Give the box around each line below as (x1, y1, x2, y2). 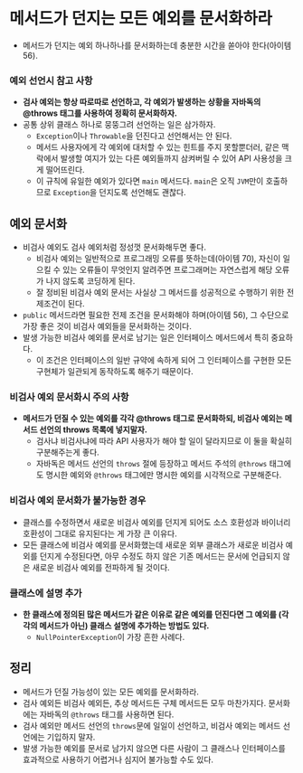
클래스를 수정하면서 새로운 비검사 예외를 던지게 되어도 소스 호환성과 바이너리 (22, 516, 291, 527)
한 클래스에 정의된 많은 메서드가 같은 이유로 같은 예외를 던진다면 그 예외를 (22, 608, 278, 619)
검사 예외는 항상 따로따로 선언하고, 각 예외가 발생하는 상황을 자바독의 (22, 97, 261, 108)
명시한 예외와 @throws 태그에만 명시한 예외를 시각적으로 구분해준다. (45, 469, 282, 480)
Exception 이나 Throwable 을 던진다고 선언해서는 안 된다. (35, 130, 232, 141)
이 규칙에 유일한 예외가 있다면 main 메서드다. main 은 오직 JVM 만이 (35, 175, 264, 186)
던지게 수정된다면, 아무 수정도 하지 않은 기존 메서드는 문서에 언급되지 (39, 551, 281, 561)
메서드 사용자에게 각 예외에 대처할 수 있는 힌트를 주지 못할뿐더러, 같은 (35, 142, 280, 153)
